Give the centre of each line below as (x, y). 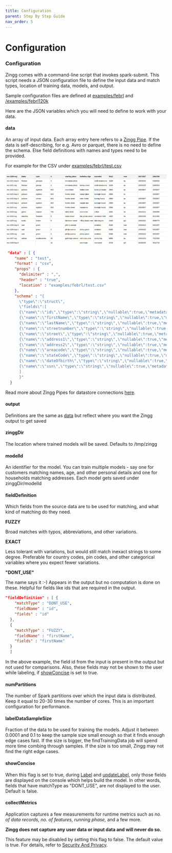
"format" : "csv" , (34, 264)
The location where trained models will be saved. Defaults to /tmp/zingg (81, 444)
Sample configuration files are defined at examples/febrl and (69, 95)
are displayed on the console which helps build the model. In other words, (83, 780)
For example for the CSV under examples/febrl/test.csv (63, 166)
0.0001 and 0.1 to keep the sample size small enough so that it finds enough (85, 735)
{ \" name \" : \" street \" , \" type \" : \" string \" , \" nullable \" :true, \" (89, 334)
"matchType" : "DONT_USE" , (43, 604)
